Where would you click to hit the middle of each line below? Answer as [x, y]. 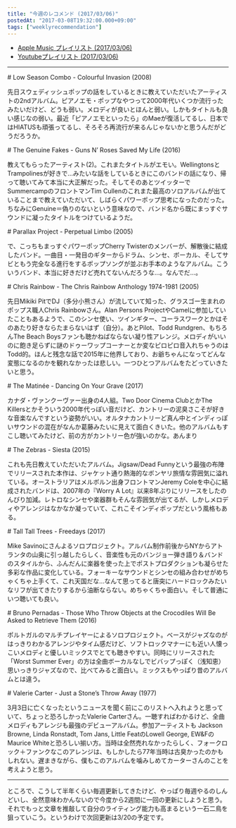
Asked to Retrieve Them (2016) [52, 621]
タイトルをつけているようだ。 [93, 218]
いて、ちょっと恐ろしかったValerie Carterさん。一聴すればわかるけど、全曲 [116, 717]
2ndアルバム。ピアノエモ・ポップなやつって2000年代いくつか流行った [122, 101]
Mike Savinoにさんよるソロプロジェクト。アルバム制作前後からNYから [109, 546]
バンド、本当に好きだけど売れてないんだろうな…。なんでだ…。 [111, 273]
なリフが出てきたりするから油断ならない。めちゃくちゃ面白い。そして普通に [118, 590]
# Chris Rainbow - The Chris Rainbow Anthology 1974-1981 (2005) [103, 287]
